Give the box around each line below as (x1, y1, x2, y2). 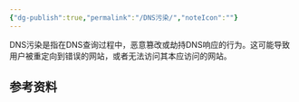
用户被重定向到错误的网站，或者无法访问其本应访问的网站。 (9, 51, 232, 61)
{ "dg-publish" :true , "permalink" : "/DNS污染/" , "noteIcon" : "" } (9, 13, 238, 23)
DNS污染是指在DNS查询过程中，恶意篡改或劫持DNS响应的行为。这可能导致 (9, 39, 290, 50)
